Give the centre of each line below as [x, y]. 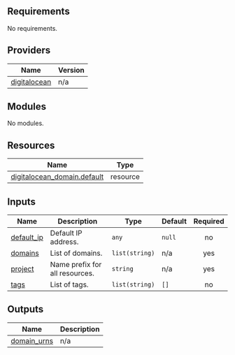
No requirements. [33, 28]
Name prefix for [76, 265]
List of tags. [69, 284]
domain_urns [32, 340]
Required [209, 222]
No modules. [26, 123]
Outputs [26, 309]
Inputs [22, 202]
